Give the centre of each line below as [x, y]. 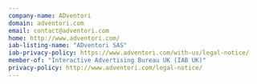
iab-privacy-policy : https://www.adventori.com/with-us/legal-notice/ [129, 53]
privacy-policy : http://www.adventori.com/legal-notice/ [106, 68]
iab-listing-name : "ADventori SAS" [68, 46]
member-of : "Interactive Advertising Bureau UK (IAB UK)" [107, 61]
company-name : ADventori [50, 16]
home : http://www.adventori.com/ [64, 38]
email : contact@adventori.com [59, 30]
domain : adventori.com [46, 23]
